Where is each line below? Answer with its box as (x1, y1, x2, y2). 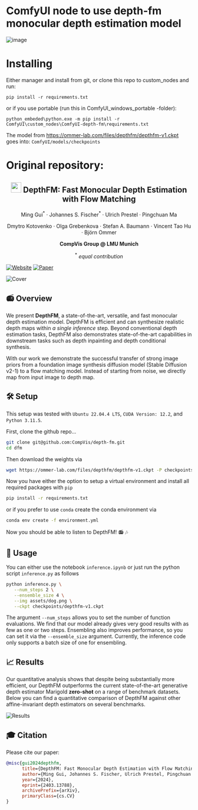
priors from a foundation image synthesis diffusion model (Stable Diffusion (6, 361, 187, 368)
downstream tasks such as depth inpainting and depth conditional (6, 337, 166, 344)
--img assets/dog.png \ (14, 598, 72, 604)
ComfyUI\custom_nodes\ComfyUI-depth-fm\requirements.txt (6, 121, 149, 127)
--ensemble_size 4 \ (14, 592, 65, 598)
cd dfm (6, 445, 22, 451)
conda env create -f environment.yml (6, 517, 99, 524)
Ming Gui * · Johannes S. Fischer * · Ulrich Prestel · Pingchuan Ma (21, 210, 177, 218)
